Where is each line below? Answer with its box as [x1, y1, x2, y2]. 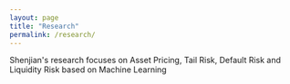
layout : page [9, 13, 59, 23]
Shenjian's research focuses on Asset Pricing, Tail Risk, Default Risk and [9, 55, 281, 66]
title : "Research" [9, 22, 79, 31]
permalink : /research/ [9, 30, 96, 39]
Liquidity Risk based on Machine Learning [9, 64, 167, 75]
